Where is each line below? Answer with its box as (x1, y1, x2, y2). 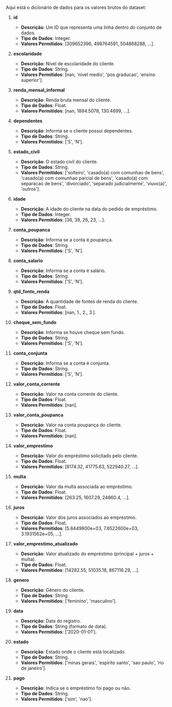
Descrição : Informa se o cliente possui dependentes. (20, 128, 134, 134)
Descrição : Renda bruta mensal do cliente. (20, 97, 112, 103)
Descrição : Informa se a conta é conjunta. (20, 360, 111, 366)
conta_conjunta (13, 350, 48, 356)
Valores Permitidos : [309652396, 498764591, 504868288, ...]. (20, 41, 155, 47)
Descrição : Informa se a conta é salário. (20, 267, 106, 274)
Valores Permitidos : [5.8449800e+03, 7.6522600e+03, (20, 525, 139, 531)
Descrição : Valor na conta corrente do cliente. (20, 391, 119, 397)
